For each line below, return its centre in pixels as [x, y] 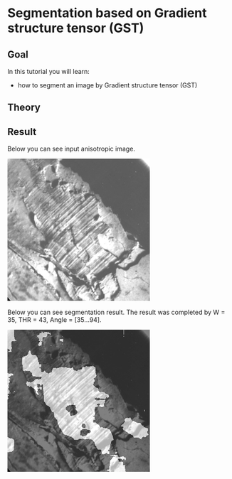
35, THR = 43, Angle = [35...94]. [54, 320]
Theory [24, 108]
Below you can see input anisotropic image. [71, 149]
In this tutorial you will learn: [49, 71]
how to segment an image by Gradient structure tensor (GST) [107, 85]
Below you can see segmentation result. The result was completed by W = [116, 312]
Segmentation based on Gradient [107, 13]
